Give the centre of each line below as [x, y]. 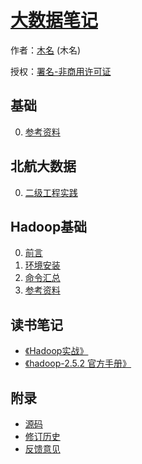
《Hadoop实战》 [56, 351]
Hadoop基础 [49, 226]
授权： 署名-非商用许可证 [61, 71]
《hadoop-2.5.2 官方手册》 [78, 363]
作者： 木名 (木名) [46, 50]
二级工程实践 [51, 192]
